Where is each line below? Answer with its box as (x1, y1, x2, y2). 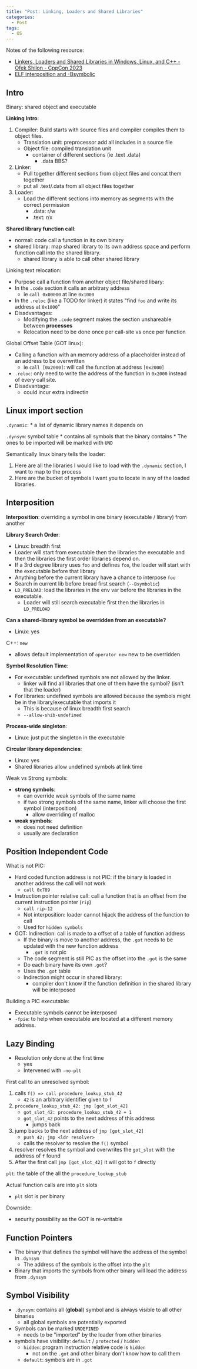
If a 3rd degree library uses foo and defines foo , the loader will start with (14, 561, 191, 568)
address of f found (14, 1152, 61, 1159)
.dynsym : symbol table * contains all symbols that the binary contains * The (6, 432, 187, 439)
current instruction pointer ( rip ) (14, 899, 92, 906)
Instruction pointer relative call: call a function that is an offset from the (14, 892, 186, 900)
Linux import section (6, 406, 84, 416)
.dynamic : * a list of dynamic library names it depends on (6, 421, 143, 428)
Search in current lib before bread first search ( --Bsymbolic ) (14, 580, 160, 587)
